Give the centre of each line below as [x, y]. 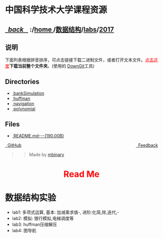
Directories [22, 81]
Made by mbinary [47, 155]
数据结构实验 [31, 198]
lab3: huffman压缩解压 [34, 224]
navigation [24, 104]
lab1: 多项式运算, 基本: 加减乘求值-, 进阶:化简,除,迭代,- [65, 212]
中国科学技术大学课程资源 [56, 10]
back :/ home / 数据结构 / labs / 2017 [61, 29]
